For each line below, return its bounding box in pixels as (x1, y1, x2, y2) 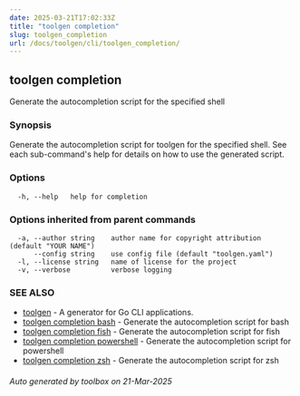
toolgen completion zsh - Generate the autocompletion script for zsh (22, 355, 279, 366)
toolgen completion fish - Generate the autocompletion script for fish (22, 326, 281, 337)
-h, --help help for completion (17, 192, 148, 201)
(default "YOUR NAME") (9, 241, 95, 250)
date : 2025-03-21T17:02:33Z (9, 13, 116, 23)
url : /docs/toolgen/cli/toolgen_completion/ (9, 38, 180, 48)
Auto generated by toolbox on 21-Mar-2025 (9, 375, 172, 386)
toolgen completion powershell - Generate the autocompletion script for (22, 336, 292, 347)
